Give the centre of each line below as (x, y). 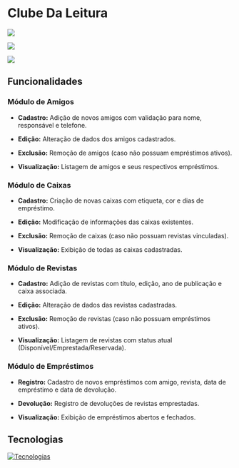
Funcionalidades (45, 82)
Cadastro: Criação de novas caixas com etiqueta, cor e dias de (111, 200)
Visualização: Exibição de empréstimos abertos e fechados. (107, 417)
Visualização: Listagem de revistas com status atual (95, 340)
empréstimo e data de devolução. (67, 390)
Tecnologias (35, 439)
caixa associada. (42, 291)
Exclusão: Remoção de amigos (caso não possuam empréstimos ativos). (125, 153)
